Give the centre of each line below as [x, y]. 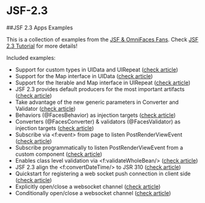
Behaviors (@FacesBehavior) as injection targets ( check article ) [95, 115]
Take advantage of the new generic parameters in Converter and [97, 102]
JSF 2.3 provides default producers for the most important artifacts [100, 89]
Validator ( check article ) [45, 108]
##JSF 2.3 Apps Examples [40, 28]
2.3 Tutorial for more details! [42, 46]
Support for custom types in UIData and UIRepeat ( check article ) [97, 69]
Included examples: [31, 57]
